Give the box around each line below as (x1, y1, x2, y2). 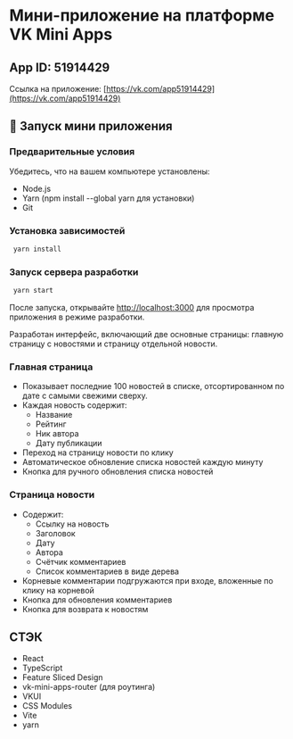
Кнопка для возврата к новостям (21, 603, 149, 614)
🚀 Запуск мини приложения (9, 119, 173, 134)
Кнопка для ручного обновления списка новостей (21, 466, 214, 477)
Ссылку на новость (35, 519, 110, 529)
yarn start (12, 286, 53, 295)
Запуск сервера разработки (9, 265, 139, 278)
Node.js (21, 183, 52, 194)
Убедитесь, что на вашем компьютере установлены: (9, 166, 211, 177)
